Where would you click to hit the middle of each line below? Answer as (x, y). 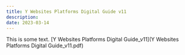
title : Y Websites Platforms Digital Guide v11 (67, 12)
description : (22, 17)
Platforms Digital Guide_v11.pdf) (45, 46)
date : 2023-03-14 (28, 22)
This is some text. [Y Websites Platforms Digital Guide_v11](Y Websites (92, 40)
